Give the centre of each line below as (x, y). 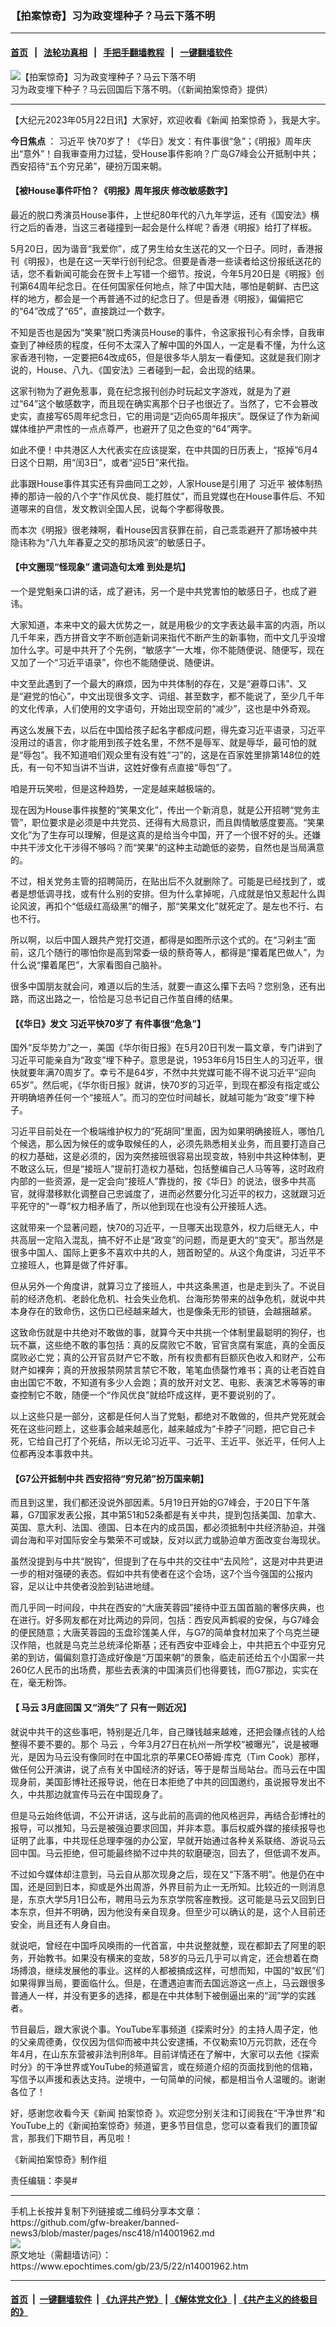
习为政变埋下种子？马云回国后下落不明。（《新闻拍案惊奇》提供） (141, 89)
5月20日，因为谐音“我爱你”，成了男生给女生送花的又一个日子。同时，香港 (162, 248)
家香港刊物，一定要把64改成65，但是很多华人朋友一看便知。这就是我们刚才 (166, 357)
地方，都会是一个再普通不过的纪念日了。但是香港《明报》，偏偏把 (161, 298)
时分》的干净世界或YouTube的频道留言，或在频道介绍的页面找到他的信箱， (164, 2066)
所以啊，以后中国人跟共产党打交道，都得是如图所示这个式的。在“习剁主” (159, 939)
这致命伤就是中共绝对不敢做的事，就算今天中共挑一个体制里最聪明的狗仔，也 (168, 1333)
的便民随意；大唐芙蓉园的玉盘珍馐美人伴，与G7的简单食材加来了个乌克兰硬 (165, 1633)
